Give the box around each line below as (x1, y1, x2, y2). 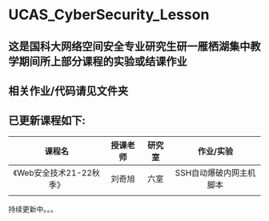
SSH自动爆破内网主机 (175, 167, 256, 178)
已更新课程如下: (8, 114, 86, 127)
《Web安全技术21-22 (13, 167, 93, 178)
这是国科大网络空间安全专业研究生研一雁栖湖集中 (8, 39, 251, 53)
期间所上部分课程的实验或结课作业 (18, 54, 187, 68)
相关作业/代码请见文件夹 (8, 84, 129, 98)
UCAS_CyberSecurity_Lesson (8, 6, 210, 24)
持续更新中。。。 (8, 204, 58, 214)
